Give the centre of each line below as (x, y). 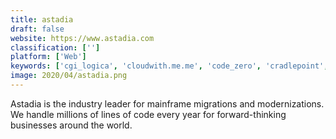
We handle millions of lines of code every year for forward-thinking (148, 114)
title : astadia (42, 19)
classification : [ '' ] (55, 47)
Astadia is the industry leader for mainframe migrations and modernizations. (167, 103)
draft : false (37, 29)
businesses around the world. (71, 125)
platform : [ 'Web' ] (48, 57)
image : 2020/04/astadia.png (69, 76)
